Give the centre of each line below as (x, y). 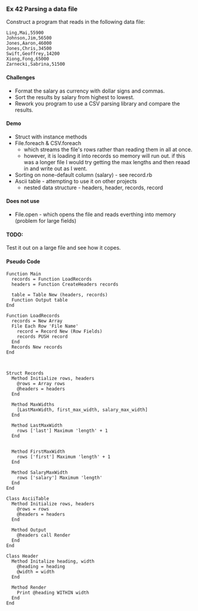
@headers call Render (44, 535)
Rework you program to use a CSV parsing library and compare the (97, 103)
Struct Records (25, 373)
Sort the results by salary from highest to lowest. (75, 97)
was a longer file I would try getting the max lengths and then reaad (107, 162)
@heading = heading (41, 567)
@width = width (36, 572)
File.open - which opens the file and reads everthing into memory (95, 214)
